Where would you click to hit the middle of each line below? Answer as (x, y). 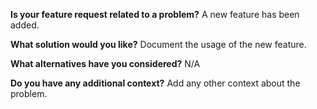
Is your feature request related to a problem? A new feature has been (155, 14)
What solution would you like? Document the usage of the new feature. (158, 44)
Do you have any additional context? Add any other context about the (155, 83)
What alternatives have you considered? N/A (105, 63)
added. (25, 25)
